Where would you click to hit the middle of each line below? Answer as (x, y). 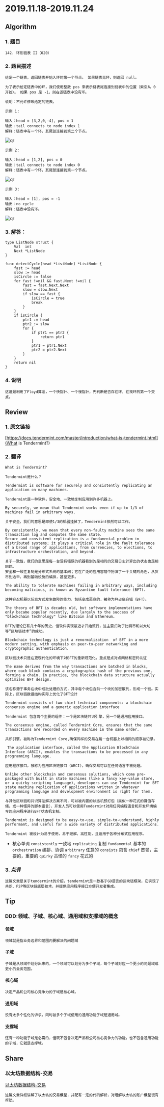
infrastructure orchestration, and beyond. (50, 552)
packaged (14, 778)
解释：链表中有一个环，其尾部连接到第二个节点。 (47, 131)
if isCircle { (28, 316)
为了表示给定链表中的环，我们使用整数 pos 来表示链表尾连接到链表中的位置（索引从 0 (81, 87)
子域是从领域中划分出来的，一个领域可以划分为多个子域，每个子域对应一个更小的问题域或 (82, 964)
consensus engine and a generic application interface (62, 707)
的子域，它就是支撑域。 (25, 1043)
